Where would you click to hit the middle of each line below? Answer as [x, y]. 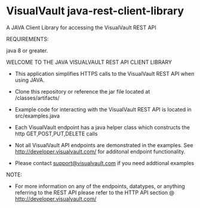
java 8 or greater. [27, 50]
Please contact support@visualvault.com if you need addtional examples [104, 163]
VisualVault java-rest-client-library [95, 11]
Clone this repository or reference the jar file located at [82, 91]
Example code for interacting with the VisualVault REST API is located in [103, 109]
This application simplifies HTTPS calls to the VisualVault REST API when [104, 73]
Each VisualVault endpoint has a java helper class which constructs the [102, 127]
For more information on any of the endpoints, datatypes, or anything [100, 186]
